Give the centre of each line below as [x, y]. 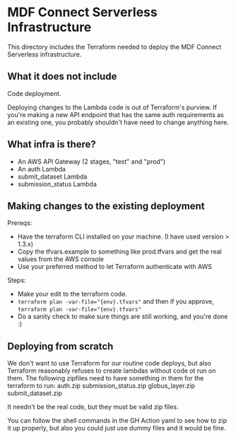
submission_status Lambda [57, 184]
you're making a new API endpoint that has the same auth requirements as [116, 114]
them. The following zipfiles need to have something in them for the [106, 378]
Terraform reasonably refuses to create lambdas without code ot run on [112, 371]
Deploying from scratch [60, 346]
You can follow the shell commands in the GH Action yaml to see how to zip [117, 421]
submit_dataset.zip [35, 393]
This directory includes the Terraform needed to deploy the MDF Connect [114, 47]
